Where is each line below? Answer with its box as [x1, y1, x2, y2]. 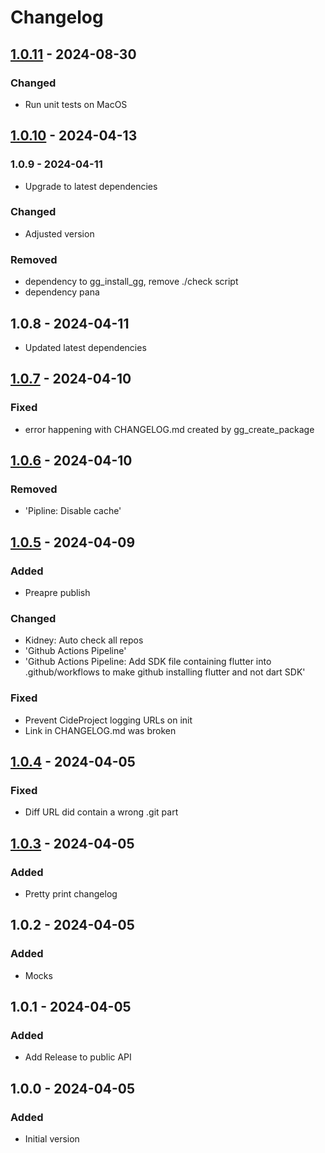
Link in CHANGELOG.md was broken [24, 724, 177, 736]
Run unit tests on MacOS [24, 98, 128, 110]
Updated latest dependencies [24, 341, 147, 353]
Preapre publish [24, 587, 91, 599]
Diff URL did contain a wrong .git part [24, 806, 179, 818]
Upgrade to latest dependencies [24, 180, 158, 192]
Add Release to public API [24, 1051, 132, 1063]
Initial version [24, 1133, 80, 1145]
